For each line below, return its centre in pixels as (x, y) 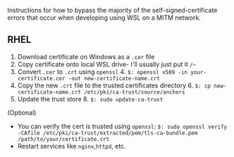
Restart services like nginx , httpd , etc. (72, 146)
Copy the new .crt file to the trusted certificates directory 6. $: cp (114, 85)
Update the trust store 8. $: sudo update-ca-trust (90, 99)
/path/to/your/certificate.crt (63, 139)
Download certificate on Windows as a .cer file (86, 56)
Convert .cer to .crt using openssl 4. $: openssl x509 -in (103, 71)
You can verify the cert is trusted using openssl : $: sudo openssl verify (122, 126)
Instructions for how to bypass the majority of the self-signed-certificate (112, 10)
